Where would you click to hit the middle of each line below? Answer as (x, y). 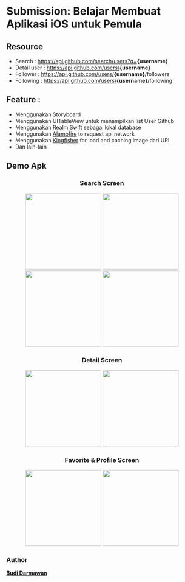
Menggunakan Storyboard (48, 114)
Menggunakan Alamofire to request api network (75, 134)
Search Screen (102, 183)
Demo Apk (26, 166)
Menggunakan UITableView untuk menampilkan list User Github (95, 121)
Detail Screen (102, 360)
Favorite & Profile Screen (102, 460)
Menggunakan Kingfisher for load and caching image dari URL (93, 140)
